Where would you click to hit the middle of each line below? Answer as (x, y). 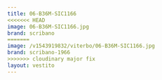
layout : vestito (31, 65)
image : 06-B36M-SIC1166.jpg (48, 26)
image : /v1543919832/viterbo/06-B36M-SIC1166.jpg (81, 46)
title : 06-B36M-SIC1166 (42, 14)
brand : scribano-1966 (39, 53)
